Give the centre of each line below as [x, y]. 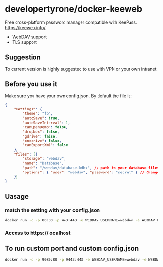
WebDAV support [29, 37]
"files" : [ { [26, 154]
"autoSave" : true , [41, 118]
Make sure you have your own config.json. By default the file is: [68, 96]
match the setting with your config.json [53, 210]
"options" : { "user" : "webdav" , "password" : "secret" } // [83, 172]
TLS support [24, 42]
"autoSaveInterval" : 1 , [46, 123]
